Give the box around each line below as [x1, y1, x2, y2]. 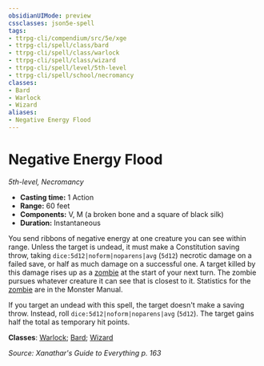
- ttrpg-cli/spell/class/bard [8, 42, 110, 50]
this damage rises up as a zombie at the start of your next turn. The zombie [8, 267, 257, 277]
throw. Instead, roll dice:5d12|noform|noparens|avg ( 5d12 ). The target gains [8, 308, 254, 318]
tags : [8, 26, 26, 34]
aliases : [8, 109, 38, 117]
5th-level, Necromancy [8, 177, 84, 187]
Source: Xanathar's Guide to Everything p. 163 [8, 348, 162, 357]
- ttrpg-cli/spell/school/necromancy [8, 71, 134, 79]
